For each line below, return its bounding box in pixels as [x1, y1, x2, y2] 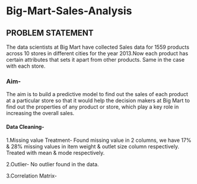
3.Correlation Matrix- [6, 172, 58, 179]
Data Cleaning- [6, 123, 45, 130]
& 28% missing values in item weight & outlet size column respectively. [6, 142, 180, 150]
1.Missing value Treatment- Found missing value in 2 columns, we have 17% [6, 137, 192, 144]
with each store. [6, 62, 46, 69]
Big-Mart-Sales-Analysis [6, 4, 132, 18]
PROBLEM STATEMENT [6, 28, 94, 38]
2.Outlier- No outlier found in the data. [6, 160, 99, 167]
